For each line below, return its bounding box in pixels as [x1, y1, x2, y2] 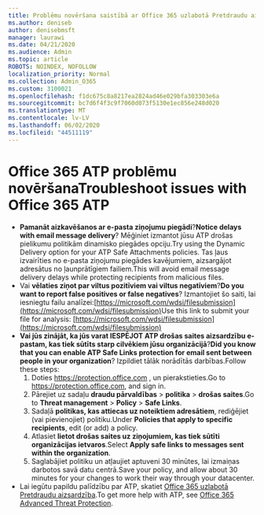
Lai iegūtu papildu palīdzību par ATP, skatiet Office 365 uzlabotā [19, 481, 229, 491]
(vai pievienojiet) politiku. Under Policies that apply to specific [31, 414, 233, 424]
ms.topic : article [8, 56, 68, 64]
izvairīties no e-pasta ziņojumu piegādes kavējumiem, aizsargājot [19, 255, 232, 265]
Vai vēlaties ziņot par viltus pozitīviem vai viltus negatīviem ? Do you [19, 280, 244, 290]
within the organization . [31, 448, 112, 458]
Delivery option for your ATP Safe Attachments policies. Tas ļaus [19, 247, 229, 257]
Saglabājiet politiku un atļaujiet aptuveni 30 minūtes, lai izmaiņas [31, 456, 240, 465]
